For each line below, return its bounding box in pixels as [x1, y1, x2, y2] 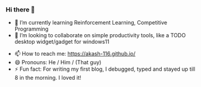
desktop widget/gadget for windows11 [14, 38, 110, 46]
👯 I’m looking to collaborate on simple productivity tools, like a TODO [14, 32, 186, 39]
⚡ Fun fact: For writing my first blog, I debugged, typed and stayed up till [14, 65, 196, 73]
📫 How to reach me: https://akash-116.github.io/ [14, 50, 136, 58]
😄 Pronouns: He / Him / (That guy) [14, 59, 102, 66]
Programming [14, 25, 49, 32]
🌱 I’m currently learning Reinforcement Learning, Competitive [14, 19, 168, 26]
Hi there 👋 [5, 5, 36, 14]
